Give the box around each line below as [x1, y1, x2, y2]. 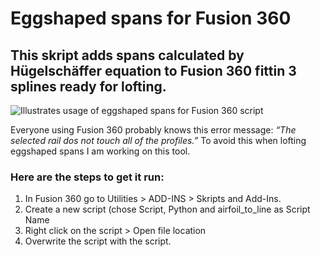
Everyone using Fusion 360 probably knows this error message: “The [10, 124, 297, 136]
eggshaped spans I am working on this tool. [10, 145, 191, 157]
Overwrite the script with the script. [24, 235, 172, 247]
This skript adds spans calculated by [10, 47, 245, 64]
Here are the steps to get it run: [10, 170, 165, 184]
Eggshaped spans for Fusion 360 [10, 7, 292, 30]
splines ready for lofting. [10, 78, 167, 95]
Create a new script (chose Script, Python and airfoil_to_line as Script [24, 203, 311, 216]
